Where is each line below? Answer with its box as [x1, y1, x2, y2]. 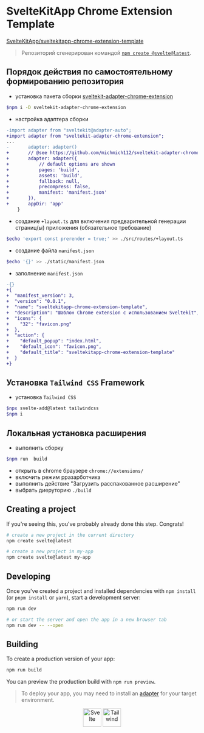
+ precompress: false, [6, 184, 91, 190]
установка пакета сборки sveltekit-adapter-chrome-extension [15, 93, 174, 100]
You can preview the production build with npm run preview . [6, 678, 156, 685]
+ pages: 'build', [6, 166, 80, 173]
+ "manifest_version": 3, [6, 292, 75, 299]
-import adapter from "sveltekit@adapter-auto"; [6, 127, 132, 133]
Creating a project [6, 504, 76, 514]
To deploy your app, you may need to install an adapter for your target [21, 690, 197, 697]
